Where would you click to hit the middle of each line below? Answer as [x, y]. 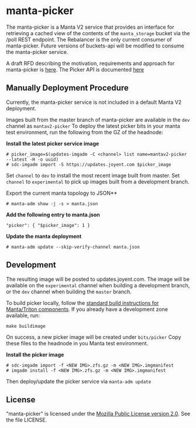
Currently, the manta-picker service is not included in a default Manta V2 [94, 102]
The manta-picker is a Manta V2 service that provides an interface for [90, 27]
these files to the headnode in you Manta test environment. [77, 343]
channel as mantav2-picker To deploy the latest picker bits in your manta [93, 126]
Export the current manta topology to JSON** [62, 193]
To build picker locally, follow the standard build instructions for [82, 303]
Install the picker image [35, 354]
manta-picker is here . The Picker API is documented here [75, 69]
